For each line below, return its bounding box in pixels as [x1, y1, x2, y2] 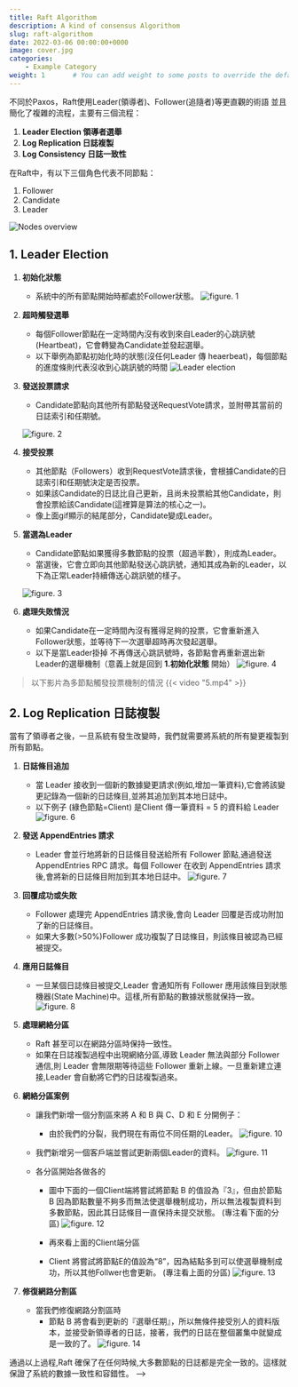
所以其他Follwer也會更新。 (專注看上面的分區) [64, 1267, 231, 1278]
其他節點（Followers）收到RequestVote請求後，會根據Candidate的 [35, 466, 279, 476]
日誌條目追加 [21, 761, 69, 771]
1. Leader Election [9, 247, 109, 262]
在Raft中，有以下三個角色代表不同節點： [9, 167, 157, 178]
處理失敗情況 [21, 606, 69, 617]
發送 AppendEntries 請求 [21, 830, 114, 841]
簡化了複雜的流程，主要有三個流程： [9, 108, 142, 118]
